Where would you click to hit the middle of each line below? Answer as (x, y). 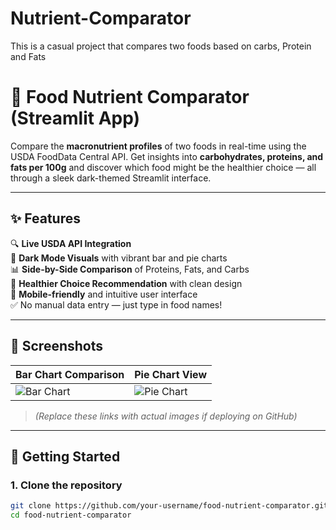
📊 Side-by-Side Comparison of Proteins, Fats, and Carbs (130, 269)
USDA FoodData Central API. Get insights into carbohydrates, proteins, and (167, 156)
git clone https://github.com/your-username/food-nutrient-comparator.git (169, 506)
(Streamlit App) (75, 118)
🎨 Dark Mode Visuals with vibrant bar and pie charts (119, 258)
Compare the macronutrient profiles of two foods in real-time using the (158, 146)
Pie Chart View (170, 374)
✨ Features (45, 218)
